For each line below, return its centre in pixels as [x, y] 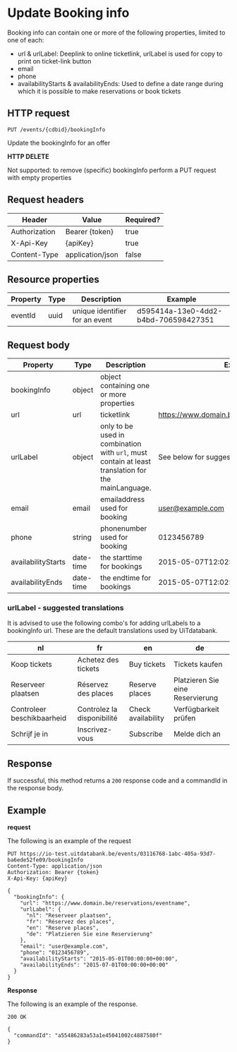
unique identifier [99, 311]
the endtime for [126, 578]
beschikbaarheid [39, 718]
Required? [143, 219]
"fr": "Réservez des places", [70, 922]
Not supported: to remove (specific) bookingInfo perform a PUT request [112, 170]
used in [112, 435]
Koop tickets [31, 665]
